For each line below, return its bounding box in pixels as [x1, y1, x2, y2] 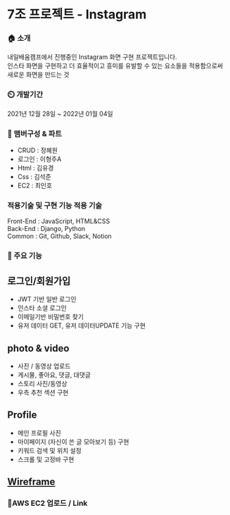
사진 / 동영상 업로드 [17, 361, 71, 370]
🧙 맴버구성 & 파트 [7, 128, 62, 138]
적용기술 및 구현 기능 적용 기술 [7, 201, 103, 210]
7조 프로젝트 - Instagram [7, 6, 147, 23]
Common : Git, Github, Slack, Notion [7, 232, 113, 240]
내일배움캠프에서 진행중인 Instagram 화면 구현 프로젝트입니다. [7, 53, 177, 61]
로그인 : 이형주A [17, 155, 62, 163]
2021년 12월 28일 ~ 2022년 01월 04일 [7, 109, 114, 118]
